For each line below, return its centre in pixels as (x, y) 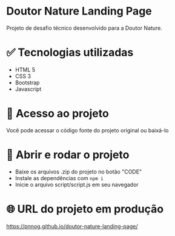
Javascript (28, 89)
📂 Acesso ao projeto (58, 114)
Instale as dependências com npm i (59, 178)
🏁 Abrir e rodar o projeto (68, 155)
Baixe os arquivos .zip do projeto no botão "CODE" (78, 172)
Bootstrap (27, 83)
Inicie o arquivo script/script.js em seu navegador (77, 184)
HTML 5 (25, 69)
